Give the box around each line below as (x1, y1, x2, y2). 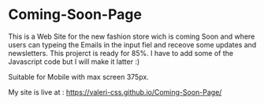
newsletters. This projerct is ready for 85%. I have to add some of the (8, 48, 234, 58)
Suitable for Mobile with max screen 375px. (8, 72, 150, 81)
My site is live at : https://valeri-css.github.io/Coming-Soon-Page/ (8, 87, 222, 96)
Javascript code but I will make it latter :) (8, 57, 140, 66)
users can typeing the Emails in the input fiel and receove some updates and (8, 39, 257, 49)
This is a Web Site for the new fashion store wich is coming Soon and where (8, 32, 255, 41)
